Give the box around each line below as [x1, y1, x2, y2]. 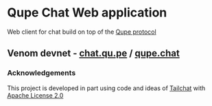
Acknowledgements [7, 68, 76, 78]
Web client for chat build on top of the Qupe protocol [7, 28, 156, 36]
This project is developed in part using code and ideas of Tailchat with [7, 84, 206, 92]
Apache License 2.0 [7, 91, 64, 99]
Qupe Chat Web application [7, 5, 167, 21]
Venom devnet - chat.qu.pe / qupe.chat [7, 47, 180, 59]
